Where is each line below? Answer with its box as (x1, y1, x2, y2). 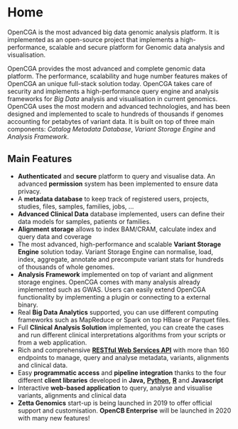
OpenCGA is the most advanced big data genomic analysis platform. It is (7, 28, 220, 36)
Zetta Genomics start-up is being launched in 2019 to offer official (17, 398, 212, 407)
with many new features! (17, 413, 90, 422)
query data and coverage (17, 232, 92, 240)
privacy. (17, 186, 41, 196)
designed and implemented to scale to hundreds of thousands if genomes (7, 110, 224, 118)
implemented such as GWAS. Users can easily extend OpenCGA (17, 285, 206, 294)
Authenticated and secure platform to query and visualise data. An (17, 171, 215, 180)
